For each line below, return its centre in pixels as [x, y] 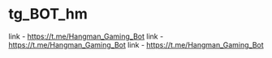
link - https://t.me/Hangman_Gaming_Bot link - [86, 36]
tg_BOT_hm [48, 14]
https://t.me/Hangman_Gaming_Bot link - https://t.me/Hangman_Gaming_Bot [136, 44]
